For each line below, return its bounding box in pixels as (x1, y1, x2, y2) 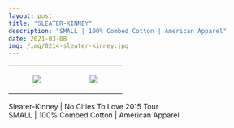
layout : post (8, 11, 53, 20)
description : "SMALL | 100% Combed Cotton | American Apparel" (8, 27, 227, 35)
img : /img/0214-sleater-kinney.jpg (8, 42, 129, 50)
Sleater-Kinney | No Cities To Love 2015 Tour (8, 102, 159, 112)
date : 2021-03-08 (8, 34, 67, 43)
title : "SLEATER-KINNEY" (8, 19, 93, 28)
